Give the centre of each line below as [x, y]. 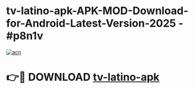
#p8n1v [25, 36]
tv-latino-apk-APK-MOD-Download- [97, 11]
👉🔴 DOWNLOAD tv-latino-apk [83, 77]
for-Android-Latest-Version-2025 [91, 23]
